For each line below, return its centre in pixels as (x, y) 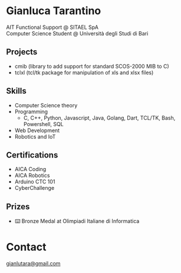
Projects (22, 52)
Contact (26, 247)
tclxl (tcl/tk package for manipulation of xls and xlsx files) (84, 73)
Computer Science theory (46, 105)
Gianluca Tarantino (54, 11)
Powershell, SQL (43, 124)
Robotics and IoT (35, 136)
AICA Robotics (32, 176)
